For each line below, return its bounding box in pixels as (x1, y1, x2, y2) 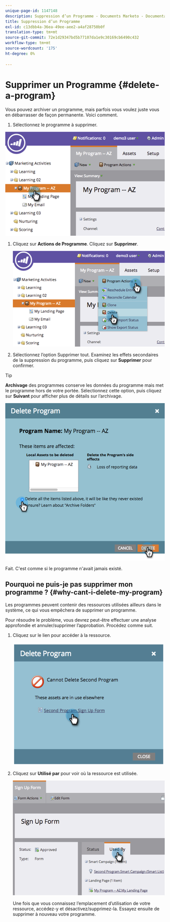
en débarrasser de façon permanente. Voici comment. (5, 112, 118, 118)
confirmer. (12, 362, 34, 368)
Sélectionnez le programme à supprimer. (12, 122, 98, 128)
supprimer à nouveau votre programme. (12, 911, 96, 917)
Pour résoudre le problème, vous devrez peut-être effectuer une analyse (5, 617, 157, 623)
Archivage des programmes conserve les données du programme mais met (5, 382, 164, 388)
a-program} (5, 89, 56, 101)
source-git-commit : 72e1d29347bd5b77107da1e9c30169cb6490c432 (5, 35, 139, 40)
